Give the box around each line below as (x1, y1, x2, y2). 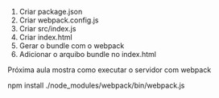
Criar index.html (19, 32, 73, 42)
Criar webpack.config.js (19, 15, 99, 25)
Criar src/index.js (19, 24, 76, 33)
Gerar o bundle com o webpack (19, 41, 125, 51)
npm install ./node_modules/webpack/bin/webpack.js (7, 80, 185, 90)
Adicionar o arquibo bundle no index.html (19, 50, 156, 59)
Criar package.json (19, 7, 83, 16)
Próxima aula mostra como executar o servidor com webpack (7, 65, 212, 75)
